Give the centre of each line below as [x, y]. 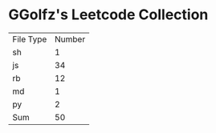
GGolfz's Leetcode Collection [108, 15]
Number [70, 39]
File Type [30, 39]
